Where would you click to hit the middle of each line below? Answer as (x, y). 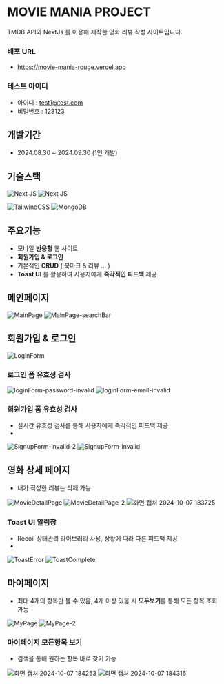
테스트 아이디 (28, 86)
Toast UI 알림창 (32, 522)
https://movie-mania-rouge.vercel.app (71, 67)
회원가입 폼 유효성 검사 (42, 409)
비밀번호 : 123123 (41, 111)
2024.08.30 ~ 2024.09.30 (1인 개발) (67, 153)
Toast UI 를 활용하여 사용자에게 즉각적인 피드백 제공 (87, 274)
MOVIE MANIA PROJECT (79, 12)
